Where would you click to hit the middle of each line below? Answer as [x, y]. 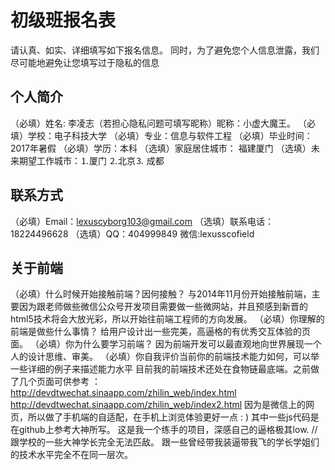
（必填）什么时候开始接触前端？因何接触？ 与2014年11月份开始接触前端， [161, 294]
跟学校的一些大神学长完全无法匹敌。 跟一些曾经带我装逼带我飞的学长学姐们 [165, 442]
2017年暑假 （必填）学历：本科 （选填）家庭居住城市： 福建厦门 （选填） [161, 148]
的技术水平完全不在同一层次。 [71, 455]
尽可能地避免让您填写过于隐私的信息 [85, 62]
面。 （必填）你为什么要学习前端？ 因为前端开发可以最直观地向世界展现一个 [166, 344]
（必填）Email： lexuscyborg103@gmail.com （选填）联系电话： [142, 221]
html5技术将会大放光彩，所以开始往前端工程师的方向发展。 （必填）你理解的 [167, 319]
